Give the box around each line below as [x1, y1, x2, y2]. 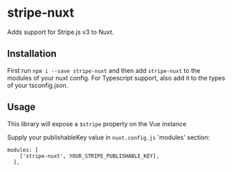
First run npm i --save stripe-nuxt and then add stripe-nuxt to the [7, 66, 201, 74]
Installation [7, 48, 57, 60]
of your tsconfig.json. [7, 81, 69, 89]
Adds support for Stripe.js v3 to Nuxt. [7, 28, 114, 36]
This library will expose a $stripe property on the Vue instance [7, 119, 187, 128]
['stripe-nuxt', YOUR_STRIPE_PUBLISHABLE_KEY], [19, 153, 159, 160]
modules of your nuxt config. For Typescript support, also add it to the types [7, 74, 226, 82]
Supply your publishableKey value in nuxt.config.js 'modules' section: [7, 133, 210, 141]
